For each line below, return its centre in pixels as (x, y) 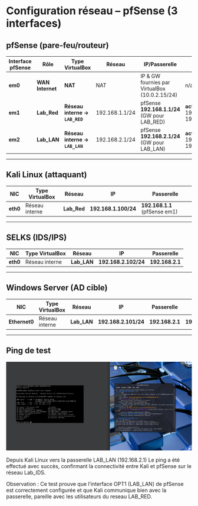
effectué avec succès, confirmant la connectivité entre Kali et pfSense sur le (99, 466)
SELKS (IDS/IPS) (37, 238)
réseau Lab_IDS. (26, 473)
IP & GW (151, 76)
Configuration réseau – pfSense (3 (92, 11)
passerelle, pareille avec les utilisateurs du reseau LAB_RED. (79, 497)
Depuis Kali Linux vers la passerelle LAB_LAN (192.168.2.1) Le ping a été (93, 460)
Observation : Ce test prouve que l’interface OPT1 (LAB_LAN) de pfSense (95, 484)
